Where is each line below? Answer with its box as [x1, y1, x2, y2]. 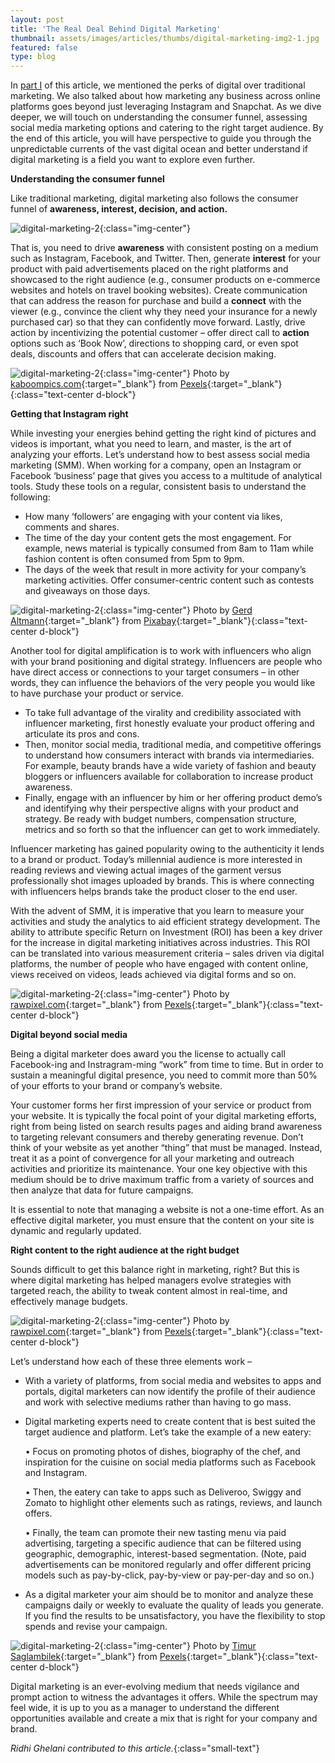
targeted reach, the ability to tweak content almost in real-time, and [10, 1285, 288, 1297]
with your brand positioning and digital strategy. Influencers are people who [10, 656, 323, 668]
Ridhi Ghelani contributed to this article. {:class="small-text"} [10, 1742, 260, 1755]
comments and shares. [24, 521, 120, 533]
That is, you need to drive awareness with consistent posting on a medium [10, 242, 319, 254]
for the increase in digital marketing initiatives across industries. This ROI [10, 937, 311, 949]
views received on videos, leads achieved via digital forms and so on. [10, 969, 297, 981]
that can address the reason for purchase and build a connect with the [10, 295, 302, 307]
